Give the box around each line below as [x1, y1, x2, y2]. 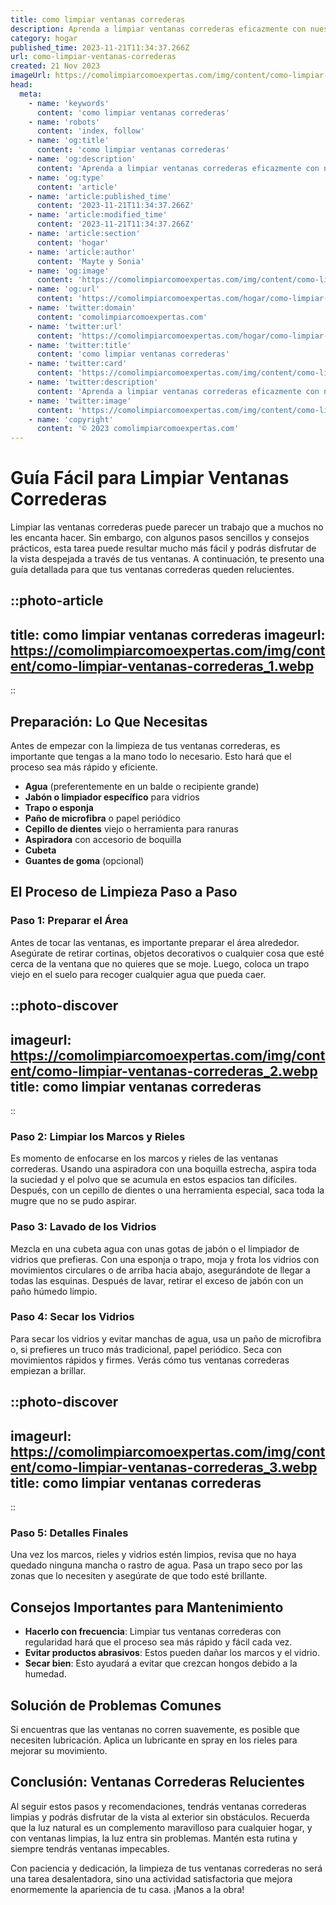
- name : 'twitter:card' [28, 359, 128, 369]
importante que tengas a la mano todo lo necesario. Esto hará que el [10, 751, 292, 763]
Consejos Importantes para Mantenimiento [10, 1599, 284, 1616]
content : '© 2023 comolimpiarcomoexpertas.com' [36, 424, 240, 434]
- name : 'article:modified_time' [28, 210, 168, 220]
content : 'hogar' [36, 237, 110, 248]
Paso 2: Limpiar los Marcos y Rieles [10, 1129, 186, 1143]
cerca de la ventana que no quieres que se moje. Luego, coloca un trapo [10, 957, 310, 970]
